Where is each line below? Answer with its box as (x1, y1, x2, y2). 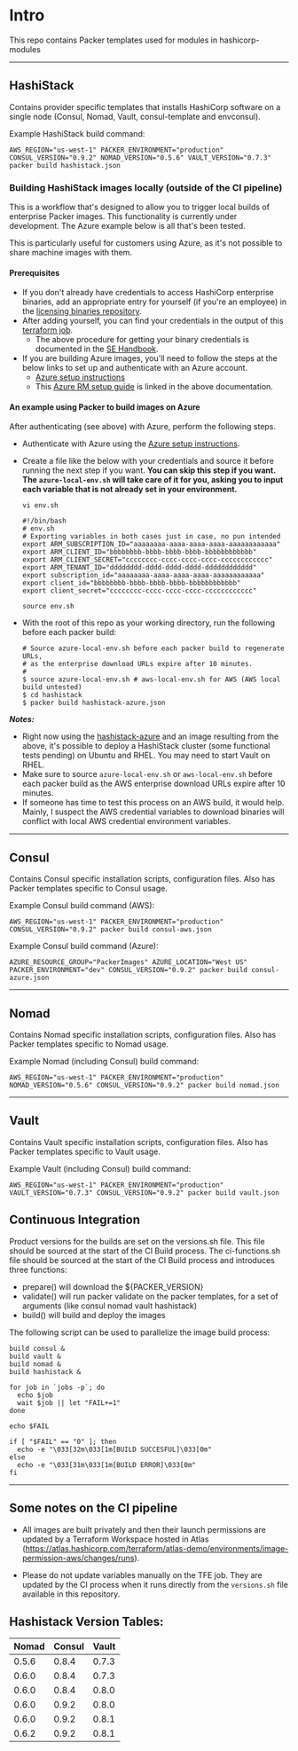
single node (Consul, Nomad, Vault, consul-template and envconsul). (9, 111, 262, 122)
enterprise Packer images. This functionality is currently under (9, 211, 238, 222)
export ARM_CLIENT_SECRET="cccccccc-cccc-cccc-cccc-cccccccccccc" (21, 555, 273, 564)
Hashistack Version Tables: (9, 1614, 164, 1629)
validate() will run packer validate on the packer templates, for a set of (21, 1291, 278, 1301)
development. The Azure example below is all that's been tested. (9, 221, 246, 232)
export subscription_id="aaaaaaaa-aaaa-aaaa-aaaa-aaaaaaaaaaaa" (21, 571, 265, 580)
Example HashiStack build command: (9, 128, 145, 138)
